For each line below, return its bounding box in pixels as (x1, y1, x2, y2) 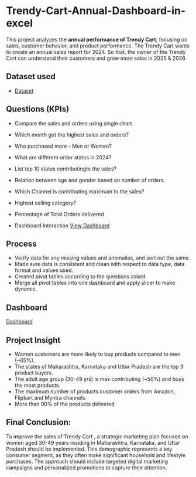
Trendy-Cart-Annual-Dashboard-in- (6, 4, 186, 18)
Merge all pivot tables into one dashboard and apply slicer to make (14, 280, 176, 287)
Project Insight (6, 335, 61, 345)
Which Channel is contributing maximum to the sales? (14, 188, 145, 195)
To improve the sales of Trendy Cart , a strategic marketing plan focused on (6, 432, 188, 440)
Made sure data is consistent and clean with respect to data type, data (14, 261, 185, 268)
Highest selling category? (14, 199, 77, 206)
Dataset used (6, 71, 56, 81)
